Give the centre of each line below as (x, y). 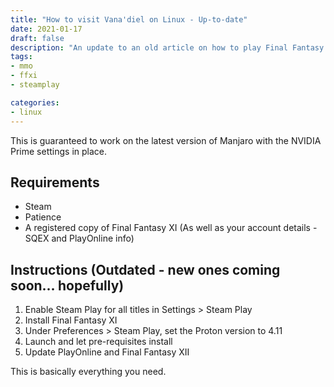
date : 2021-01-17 (46, 29)
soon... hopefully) (67, 285)
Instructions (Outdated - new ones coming (145, 269)
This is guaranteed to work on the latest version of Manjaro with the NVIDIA (166, 140)
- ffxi (24, 76)
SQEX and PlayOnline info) (79, 238)
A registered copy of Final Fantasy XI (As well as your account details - (171, 228)
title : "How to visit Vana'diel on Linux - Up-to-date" (129, 19)
